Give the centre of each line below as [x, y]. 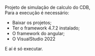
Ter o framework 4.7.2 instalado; [46, 28]
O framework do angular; [38, 33]
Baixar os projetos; [32, 23]
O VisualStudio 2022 [34, 39]
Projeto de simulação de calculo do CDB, [47, 7]
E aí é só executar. [24, 49]
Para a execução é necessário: [37, 13]
